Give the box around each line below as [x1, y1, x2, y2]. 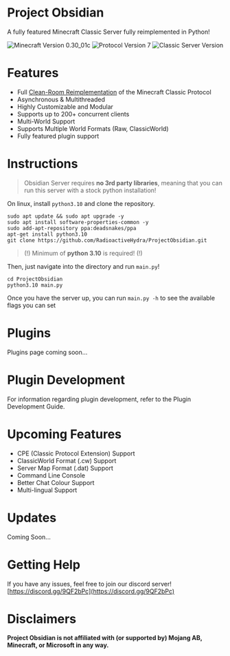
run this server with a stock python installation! [23, 186, 157, 194]
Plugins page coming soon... [7, 348, 88, 356]
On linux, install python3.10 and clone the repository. [7, 199, 155, 207]
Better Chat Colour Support [16, 478, 95, 486]
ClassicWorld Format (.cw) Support [16, 456, 117, 464]
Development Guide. [7, 402, 65, 411]
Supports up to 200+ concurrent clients [16, 110, 130, 118]
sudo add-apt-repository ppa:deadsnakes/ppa [7, 225, 137, 232]
